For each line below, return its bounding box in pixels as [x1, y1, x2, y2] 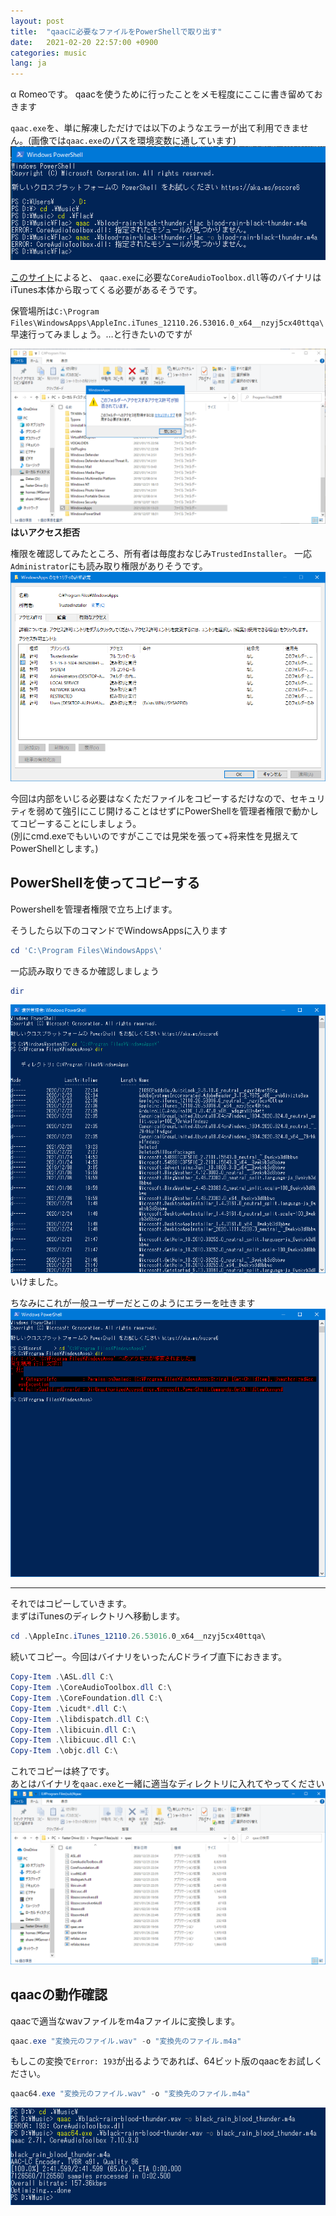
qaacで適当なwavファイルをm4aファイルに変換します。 [10, 2015, 241, 2027]
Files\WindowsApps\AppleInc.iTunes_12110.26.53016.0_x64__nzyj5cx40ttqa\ [10, 318, 325, 329]
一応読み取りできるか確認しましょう [10, 965, 160, 977]
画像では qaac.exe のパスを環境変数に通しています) [31, 135, 237, 147]
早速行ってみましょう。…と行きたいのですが [10, 328, 193, 340]
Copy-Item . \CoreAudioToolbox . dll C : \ [10, 1683, 172, 1693]
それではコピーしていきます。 [10, 1598, 132, 1610]
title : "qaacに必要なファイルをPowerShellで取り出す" [10, 26, 223, 37]
